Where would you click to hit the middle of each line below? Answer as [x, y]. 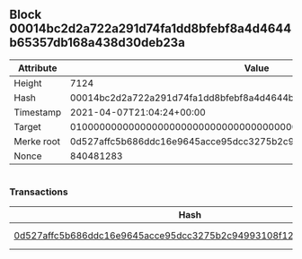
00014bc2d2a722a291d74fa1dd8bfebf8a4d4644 [151, 29]
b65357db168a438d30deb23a [98, 43]
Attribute [37, 68]
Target [28, 126]
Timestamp [38, 112]
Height [28, 82]
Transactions [39, 192]
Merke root [37, 141]
